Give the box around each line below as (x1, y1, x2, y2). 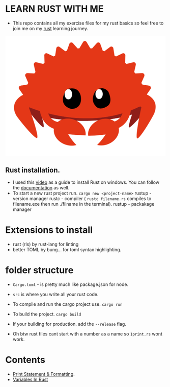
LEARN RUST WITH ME (5, 3, 104, 15)
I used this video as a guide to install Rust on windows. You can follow (12, 179, 159, 185)
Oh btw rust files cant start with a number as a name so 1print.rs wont (12, 331, 163, 337)
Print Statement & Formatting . (12, 371, 75, 377)
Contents (5, 354, 46, 366)
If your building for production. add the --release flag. (12, 321, 126, 327)
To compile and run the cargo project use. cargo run (12, 301, 123, 307)
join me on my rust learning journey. (12, 25, 88, 31)
